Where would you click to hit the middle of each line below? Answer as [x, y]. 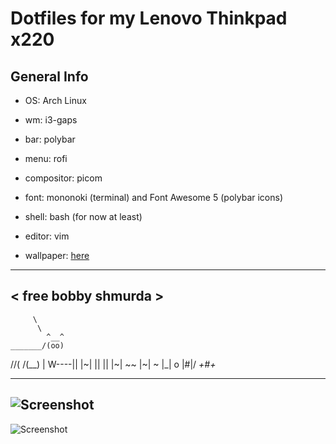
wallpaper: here [57, 255]
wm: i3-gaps [51, 120]
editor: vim [47, 236]
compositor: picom [63, 178]
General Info [49, 76]
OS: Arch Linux [55, 100]
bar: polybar [50, 139]
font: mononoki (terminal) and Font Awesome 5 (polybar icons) [154, 197]
